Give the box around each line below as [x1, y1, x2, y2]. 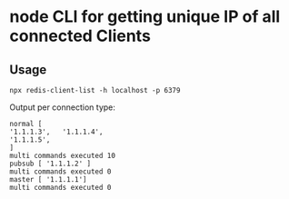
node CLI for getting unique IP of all [9, 6, 281, 27]
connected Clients [9, 25, 152, 46]
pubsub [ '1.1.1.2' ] [9, 159, 92, 168]
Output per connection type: [9, 102, 116, 113]
